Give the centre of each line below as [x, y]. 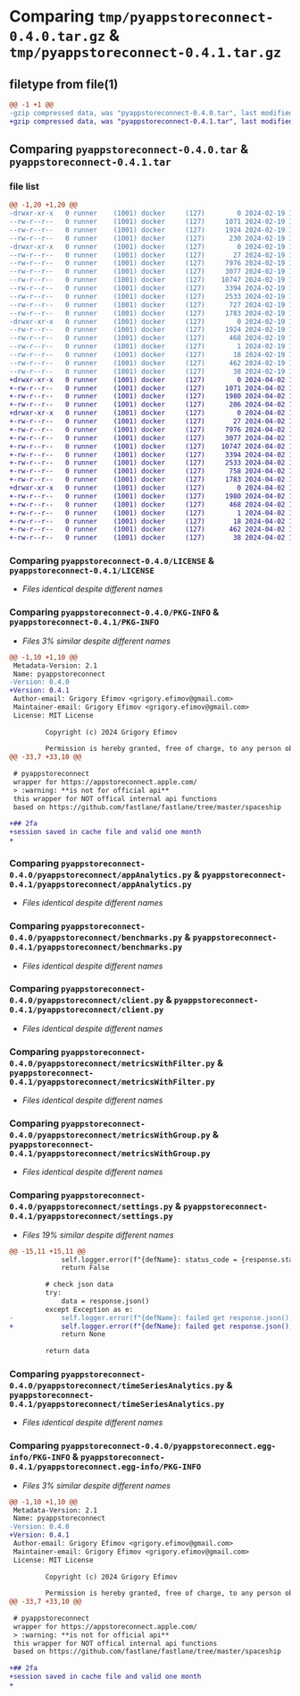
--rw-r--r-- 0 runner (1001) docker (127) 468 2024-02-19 [147, 338]
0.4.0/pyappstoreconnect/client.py [87, 1001]
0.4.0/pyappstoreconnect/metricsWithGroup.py [110, 1135]
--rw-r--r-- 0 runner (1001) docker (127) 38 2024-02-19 [147, 371]
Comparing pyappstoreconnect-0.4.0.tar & [129, 149]
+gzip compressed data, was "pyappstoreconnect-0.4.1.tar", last [133, 121]
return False [85, 1268]
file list [25, 186]
